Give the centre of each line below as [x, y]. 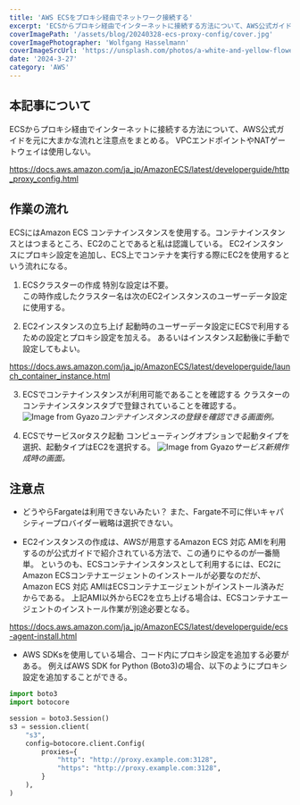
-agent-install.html [43, 636]
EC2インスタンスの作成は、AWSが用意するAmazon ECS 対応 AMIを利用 [154, 542]
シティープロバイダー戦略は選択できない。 [100, 523]
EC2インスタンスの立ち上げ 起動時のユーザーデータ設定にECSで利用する [156, 326]
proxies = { [59, 751]
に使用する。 [46, 307]
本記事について [50, 106]
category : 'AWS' [39, 68]
